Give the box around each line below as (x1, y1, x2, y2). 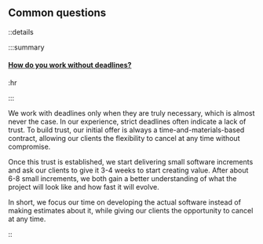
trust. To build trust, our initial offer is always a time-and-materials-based (8, 125, 245, 135)
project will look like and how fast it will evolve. (8, 183, 159, 192)
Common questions (8, 6, 107, 20)
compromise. (8, 142, 51, 152)
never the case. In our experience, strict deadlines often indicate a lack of (8, 117, 247, 127)
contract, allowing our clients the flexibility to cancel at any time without (8, 134, 240, 143)
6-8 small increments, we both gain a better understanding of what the (8, 174, 237, 183)
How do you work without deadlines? (8, 61, 132, 70)
